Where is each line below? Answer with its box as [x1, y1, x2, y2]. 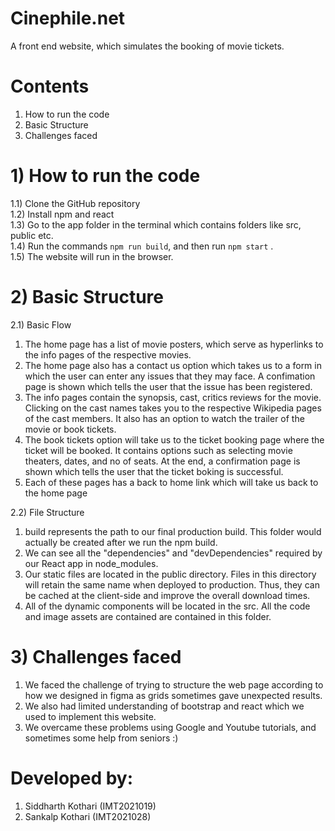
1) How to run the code [10, 165, 201, 187]
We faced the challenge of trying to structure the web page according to [24, 678, 324, 691]
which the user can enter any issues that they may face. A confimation [24, 370, 316, 382]
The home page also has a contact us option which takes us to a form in [24, 359, 322, 371]
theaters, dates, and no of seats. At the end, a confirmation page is [24, 455, 301, 467]
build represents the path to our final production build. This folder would [24, 525, 322, 537]
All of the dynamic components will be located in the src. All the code [24, 600, 311, 612]
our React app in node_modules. [24, 557, 159, 569]
